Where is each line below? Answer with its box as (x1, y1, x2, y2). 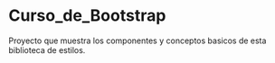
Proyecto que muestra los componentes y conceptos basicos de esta (8, 35, 267, 46)
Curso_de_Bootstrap (8, 5, 166, 26)
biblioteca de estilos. (8, 44, 86, 55)
